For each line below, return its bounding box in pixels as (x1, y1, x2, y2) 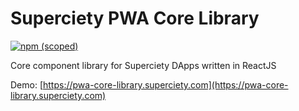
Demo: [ (10, 78, 44, 91)
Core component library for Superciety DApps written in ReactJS (10, 59, 277, 71)
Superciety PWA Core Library (10, 7, 260, 30)
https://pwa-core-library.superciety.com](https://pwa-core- (43, 78, 289, 91)
